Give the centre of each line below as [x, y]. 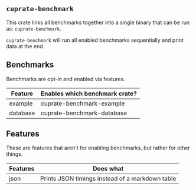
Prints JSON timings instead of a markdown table [108, 179]
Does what [108, 169]
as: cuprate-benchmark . [34, 28]
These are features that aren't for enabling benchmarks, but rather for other [98, 148]
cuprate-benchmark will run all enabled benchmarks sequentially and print [95, 40]
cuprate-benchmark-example [83, 104]
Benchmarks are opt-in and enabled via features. [66, 79]
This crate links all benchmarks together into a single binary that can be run [98, 22]
